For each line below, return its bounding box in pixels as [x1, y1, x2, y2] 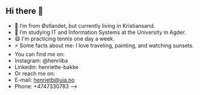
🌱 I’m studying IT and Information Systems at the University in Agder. [14, 28, 187, 36]
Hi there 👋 [5, 6, 44, 16]
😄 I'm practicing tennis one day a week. [14, 34, 115, 42]
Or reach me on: [14, 70, 56, 77]
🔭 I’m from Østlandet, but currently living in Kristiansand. [14, 22, 155, 29]
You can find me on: [14, 50, 65, 57]
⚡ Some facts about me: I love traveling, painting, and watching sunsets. [14, 42, 195, 49]
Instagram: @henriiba [14, 57, 68, 64]
